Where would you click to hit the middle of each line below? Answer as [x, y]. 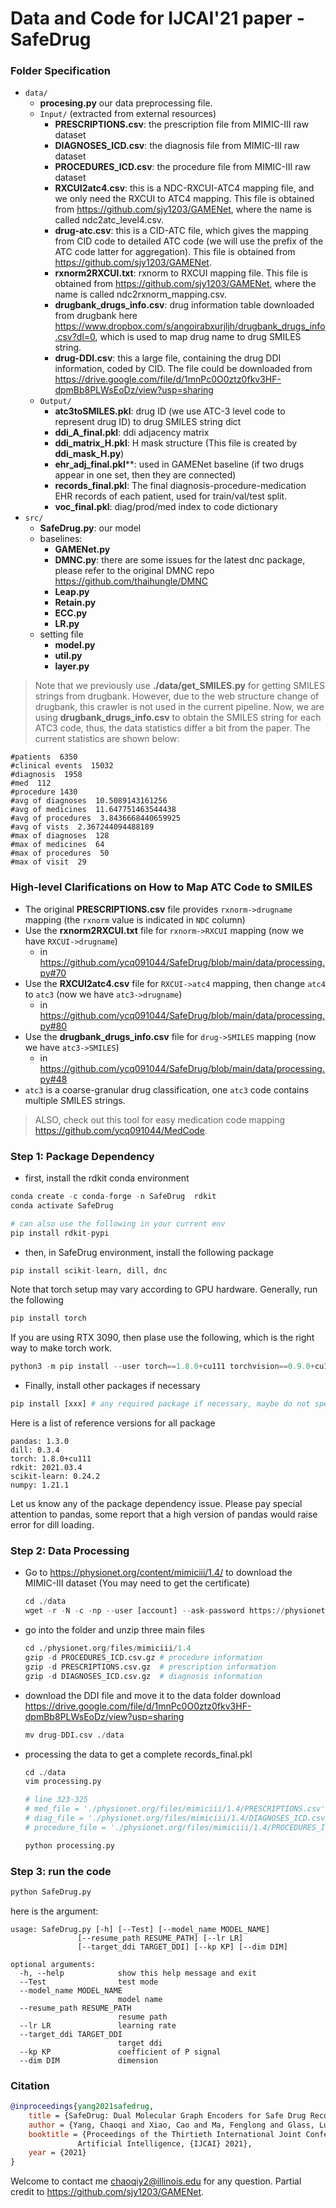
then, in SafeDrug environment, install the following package [149, 1252]
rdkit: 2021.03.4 [46, 1468]
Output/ [55, 402]
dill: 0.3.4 [35, 1450]
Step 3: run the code [61, 1871]
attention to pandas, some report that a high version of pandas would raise [164, 1514]
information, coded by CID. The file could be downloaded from [183, 369]
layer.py [72, 666]
